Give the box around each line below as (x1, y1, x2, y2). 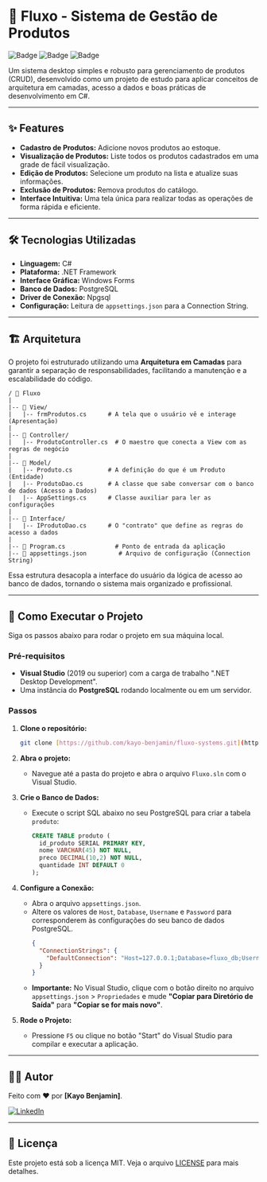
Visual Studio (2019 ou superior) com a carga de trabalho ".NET (19, 668, 230, 678)
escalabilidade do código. (8, 374, 93, 384)
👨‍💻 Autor (8, 1070, 54, 1083)
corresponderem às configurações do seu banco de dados (31, 915, 225, 925)
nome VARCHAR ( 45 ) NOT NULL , (38, 846, 133, 854)
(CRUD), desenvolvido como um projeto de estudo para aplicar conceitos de (8, 74, 258, 84)
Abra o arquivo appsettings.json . (31, 898, 141, 908)
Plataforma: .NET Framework (19, 266, 117, 277)
